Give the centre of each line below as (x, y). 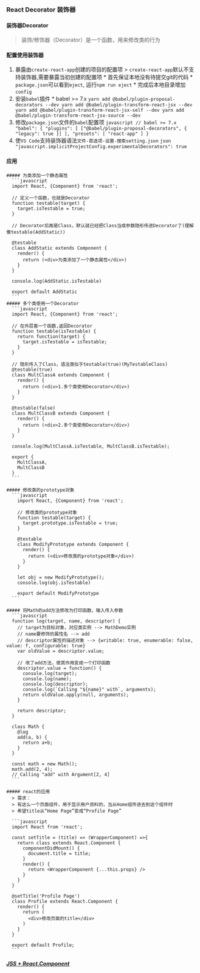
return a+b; (37, 743)
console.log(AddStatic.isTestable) (57, 281)
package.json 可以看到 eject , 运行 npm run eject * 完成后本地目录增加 (100, 85)
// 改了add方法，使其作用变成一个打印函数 (64, 663)
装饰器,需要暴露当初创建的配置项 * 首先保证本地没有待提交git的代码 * (107, 77)
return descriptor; (42, 710)
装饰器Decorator (27, 25)
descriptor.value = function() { (60, 668)
